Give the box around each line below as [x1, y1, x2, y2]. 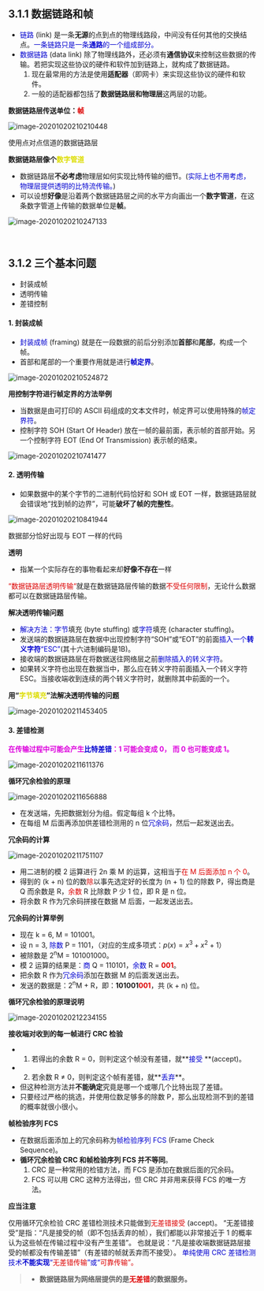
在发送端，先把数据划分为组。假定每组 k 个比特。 [19, 809, 180, 818]
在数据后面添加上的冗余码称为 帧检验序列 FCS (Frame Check [19, 1136, 214, 1145]
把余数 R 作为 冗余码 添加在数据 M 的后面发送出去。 [19, 970, 184, 980]
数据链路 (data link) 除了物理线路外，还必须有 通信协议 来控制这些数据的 [19, 50, 250, 59]
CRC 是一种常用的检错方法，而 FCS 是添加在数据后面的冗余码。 [31, 1165, 239, 1174]
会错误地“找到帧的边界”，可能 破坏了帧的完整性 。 [19, 499, 179, 508]
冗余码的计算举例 [8, 913, 64, 923]
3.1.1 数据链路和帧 [8, 7, 94, 21]
